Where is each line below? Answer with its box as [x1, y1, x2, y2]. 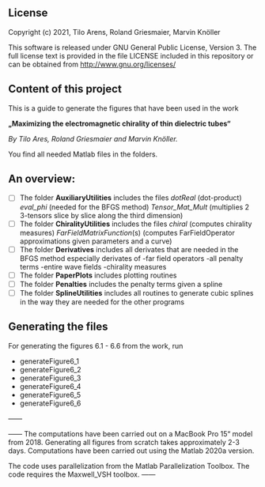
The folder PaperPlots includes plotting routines [19, 270, 177, 280]
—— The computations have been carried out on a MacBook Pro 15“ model [8, 428, 253, 438]
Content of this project [8, 82, 123, 96]
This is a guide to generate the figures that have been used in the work [8, 103, 239, 113]
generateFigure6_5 [19, 390, 81, 399]
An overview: [8, 172, 76, 186]
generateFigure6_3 [19, 373, 81, 383]
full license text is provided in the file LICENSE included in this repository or [8, 51, 254, 60]
